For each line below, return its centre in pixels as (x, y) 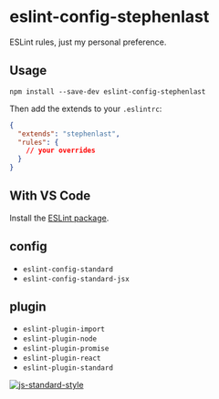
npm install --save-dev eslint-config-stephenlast (108, 92)
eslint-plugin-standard (68, 368)
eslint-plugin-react (62, 358)
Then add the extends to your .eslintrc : (86, 108)
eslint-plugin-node (60, 339)
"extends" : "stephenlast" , (69, 134)
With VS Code (50, 196)
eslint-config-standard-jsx (76, 279)
